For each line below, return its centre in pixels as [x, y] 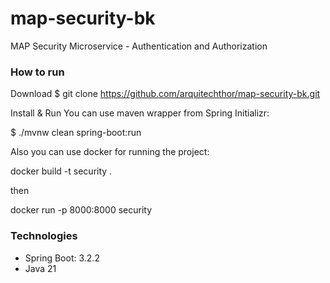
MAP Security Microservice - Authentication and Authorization [139, 46]
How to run [37, 72]
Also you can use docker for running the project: [110, 152]
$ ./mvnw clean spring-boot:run [76, 133]
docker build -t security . [61, 171]
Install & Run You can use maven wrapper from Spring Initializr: [140, 113]
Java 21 [40, 268]
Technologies [44, 236]
